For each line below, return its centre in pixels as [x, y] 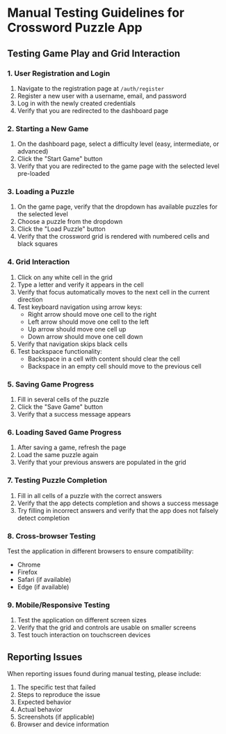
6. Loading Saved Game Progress [64, 432]
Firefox [27, 572]
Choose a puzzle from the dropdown [70, 222]
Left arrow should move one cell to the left [88, 322]
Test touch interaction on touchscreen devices [84, 635]
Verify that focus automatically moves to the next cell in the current [113, 292]
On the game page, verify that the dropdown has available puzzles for [117, 207]
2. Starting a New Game [48, 128]
